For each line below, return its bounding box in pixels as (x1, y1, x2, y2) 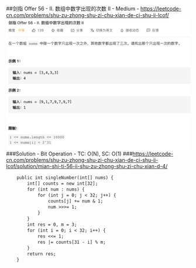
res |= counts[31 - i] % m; (37, 239, 106, 245)
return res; (27, 251, 57, 257)
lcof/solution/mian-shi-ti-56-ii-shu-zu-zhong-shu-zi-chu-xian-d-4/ (6, 162, 168, 169)
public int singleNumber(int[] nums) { (16, 175, 114, 181)
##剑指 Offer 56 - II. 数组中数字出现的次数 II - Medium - (6, 5, 139, 12)
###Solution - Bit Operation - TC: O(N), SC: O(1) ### (6, 150, 133, 157)
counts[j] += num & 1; (47, 198, 104, 204)
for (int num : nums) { (27, 186, 85, 192)
